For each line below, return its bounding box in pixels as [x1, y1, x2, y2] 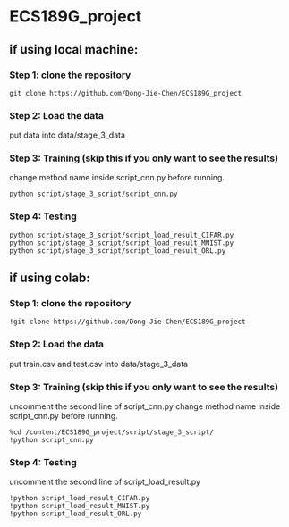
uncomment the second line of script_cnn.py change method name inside [9, 401, 281, 412]
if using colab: [9, 271, 91, 286]
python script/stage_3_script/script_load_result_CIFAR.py [9, 230, 234, 239]
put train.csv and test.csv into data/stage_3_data [9, 358, 189, 369]
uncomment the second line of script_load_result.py [9, 476, 201, 488]
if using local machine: [9, 42, 139, 57]
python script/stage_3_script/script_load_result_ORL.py [9, 246, 226, 255]
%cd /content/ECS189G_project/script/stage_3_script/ [9, 428, 215, 437]
